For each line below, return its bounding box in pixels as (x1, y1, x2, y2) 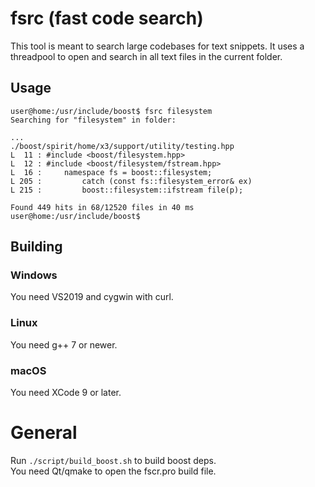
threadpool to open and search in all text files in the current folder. (10, 50, 283, 62)
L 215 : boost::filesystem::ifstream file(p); (10, 185, 244, 195)
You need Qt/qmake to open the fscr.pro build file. (10, 465, 217, 477)
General (10, 422, 78, 444)
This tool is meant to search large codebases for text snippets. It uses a (10, 40, 305, 52)
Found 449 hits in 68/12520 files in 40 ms (10, 202, 195, 212)
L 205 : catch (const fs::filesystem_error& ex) (10, 176, 253, 186)
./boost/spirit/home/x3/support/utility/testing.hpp (10, 141, 235, 151)
